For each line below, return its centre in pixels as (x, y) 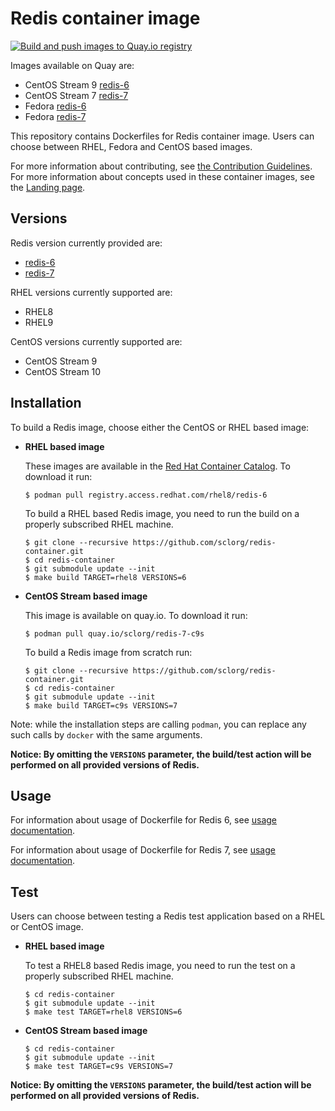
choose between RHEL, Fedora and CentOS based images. (131, 146)
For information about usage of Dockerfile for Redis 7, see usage (143, 850)
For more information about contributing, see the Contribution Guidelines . (161, 166)
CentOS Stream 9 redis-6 (77, 84)
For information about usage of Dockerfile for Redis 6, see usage (144, 820)
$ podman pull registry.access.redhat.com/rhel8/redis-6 (146, 495)
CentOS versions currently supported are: (96, 341)
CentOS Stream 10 (63, 371)
